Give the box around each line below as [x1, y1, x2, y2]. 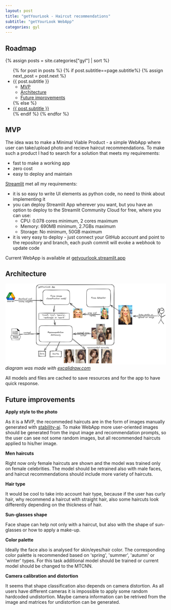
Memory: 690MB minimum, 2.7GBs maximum [20, 223, 116, 229]
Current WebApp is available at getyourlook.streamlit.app [5, 254, 126, 261]
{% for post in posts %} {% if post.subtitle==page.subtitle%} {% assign [12, 67, 163, 74]
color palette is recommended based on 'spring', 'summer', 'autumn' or [5, 552, 155, 558]
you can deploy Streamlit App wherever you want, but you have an [12, 201, 153, 207]
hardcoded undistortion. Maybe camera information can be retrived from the [5, 593, 166, 600]
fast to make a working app [12, 160, 70, 166]
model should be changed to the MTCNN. [5, 562, 93, 569]
